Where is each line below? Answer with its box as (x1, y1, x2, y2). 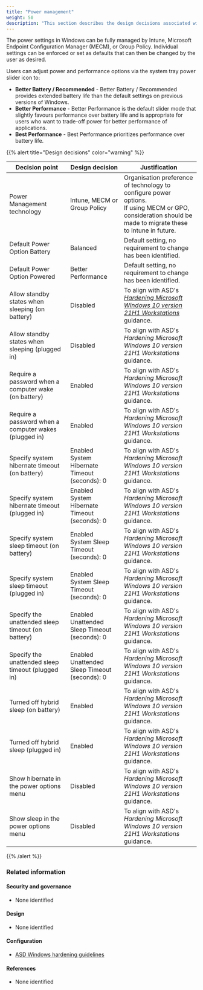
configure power (123, 189, 171, 197)
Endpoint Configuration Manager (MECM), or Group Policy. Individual (6, 43, 178, 50)
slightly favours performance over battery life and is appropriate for (14, 111, 183, 119)
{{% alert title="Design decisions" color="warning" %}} (6, 149, 144, 156)
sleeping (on (9, 305, 45, 313)
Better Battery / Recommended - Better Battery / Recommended (14, 86, 177, 93)
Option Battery (9, 247, 51, 256)
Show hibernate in (9, 775, 61, 783)
